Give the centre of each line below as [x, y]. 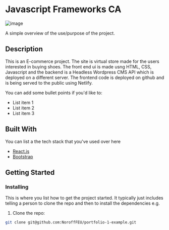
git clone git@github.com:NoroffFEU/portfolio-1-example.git [71, 222]
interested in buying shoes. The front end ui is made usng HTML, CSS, [78, 66]
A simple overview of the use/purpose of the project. [60, 33]
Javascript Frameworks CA [63, 9]
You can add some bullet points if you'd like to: [54, 93]
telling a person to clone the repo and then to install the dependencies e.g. [82, 203]
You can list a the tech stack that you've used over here [63, 141]
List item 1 [23, 102]
